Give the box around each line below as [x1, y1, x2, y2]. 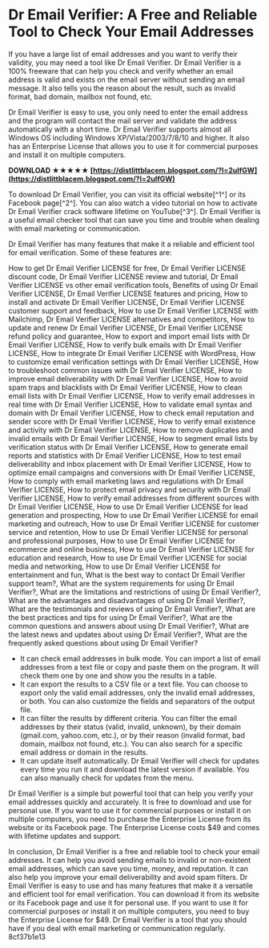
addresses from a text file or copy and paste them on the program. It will [19, 662, 259, 671]
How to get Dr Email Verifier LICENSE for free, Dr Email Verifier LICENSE [8, 263, 247, 273]
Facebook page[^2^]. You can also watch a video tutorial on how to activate [8, 198, 258, 208]
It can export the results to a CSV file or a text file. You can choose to [19, 679, 248, 689]
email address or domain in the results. [19, 747, 148, 757]
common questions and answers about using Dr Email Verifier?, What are [8, 621, 250, 630]
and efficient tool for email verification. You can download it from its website [8, 889, 260, 899]
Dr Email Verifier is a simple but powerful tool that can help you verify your [8, 788, 254, 798]
